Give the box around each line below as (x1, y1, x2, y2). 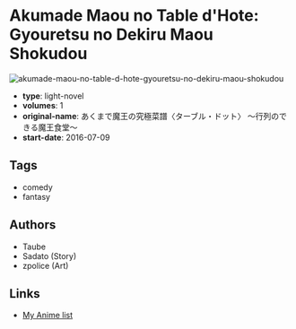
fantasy (22, 191, 51, 202)
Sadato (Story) (22, 250, 77, 261)
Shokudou (9, 44, 88, 64)
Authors (9, 217, 57, 233)
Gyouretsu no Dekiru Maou (9, 24, 213, 45)
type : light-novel (22, 91, 84, 101)
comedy (22, 181, 54, 193)
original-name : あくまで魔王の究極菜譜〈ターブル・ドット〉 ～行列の (22, 110, 280, 121)
